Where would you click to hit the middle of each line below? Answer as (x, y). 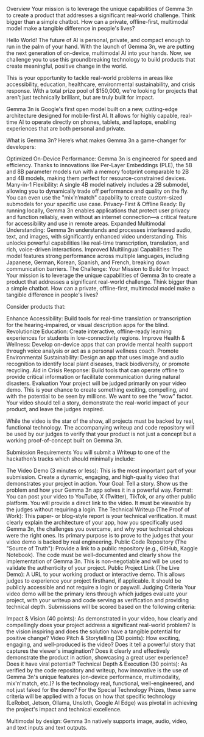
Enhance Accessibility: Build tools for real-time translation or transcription (99, 318)
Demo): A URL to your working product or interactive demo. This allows (96, 574)
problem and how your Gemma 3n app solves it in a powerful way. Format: (100, 490)
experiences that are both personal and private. (66, 128)
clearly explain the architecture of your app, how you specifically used (94, 522)
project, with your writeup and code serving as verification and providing (98, 600)
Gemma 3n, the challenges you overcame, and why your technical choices (100, 529)
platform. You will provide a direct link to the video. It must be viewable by (99, 503)
